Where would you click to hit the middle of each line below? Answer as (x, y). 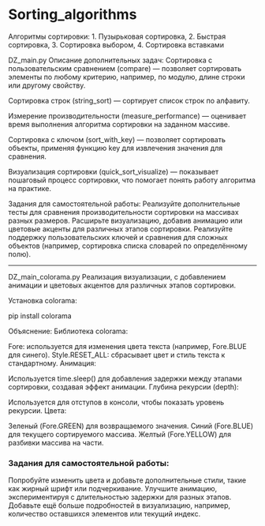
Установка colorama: (43, 300)
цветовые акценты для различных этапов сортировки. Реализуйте (120, 229)
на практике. (30, 188)
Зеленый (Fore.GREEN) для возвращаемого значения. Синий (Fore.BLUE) (131, 426)
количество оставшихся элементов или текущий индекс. (105, 514)
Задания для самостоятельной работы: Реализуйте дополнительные (124, 204)
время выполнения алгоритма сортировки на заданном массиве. (119, 124)
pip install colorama (40, 316)
